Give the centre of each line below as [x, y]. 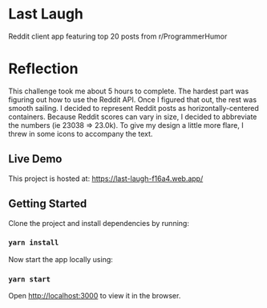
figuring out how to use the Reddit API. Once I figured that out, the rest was [133, 99]
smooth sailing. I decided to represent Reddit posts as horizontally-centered [133, 108]
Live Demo [35, 159]
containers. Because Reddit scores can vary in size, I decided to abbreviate [133, 117]
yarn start [29, 279]
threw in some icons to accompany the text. [81, 133]
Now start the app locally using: [61, 259]
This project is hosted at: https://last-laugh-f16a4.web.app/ [106, 179]
